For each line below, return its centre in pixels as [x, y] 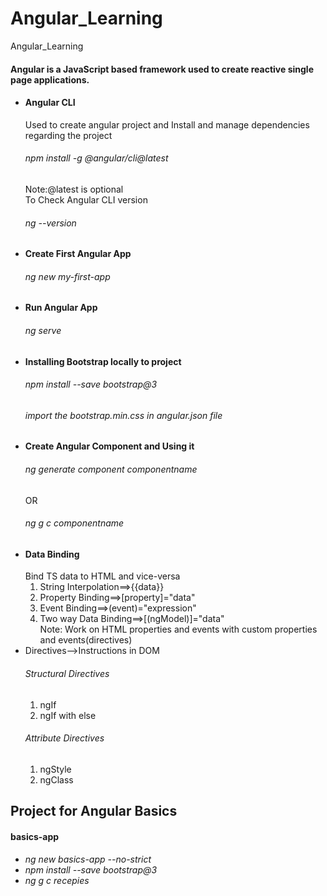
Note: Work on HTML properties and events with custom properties [178, 629]
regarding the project [68, 135]
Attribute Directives [64, 738]
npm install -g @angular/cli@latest [96, 158]
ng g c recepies [57, 881]
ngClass [56, 779]
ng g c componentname [74, 523]
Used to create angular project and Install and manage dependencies [167, 124]
